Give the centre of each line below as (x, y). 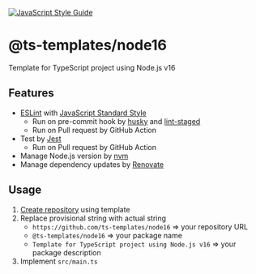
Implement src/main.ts (59, 261)
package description (66, 252)
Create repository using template (75, 209)
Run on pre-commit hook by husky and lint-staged (116, 121)
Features (31, 93)
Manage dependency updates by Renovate (92, 164)
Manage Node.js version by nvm (74, 156)
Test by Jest (41, 139)
